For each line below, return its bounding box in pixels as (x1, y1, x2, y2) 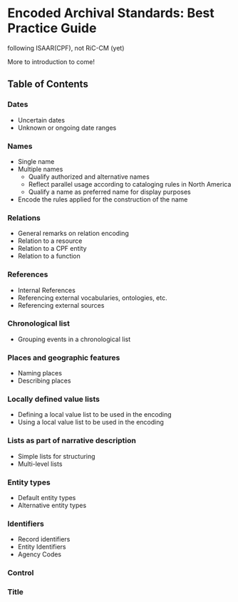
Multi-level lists (17, 460, 63, 468)
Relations (7, 212, 41, 222)
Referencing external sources (17, 301, 105, 309)
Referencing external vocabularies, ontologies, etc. (17, 294, 167, 302)
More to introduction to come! (7, 57, 95, 66)
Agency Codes (17, 550, 62, 559)
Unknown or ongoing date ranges (17, 123, 117, 132)
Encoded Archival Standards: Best (7, 5, 215, 21)
